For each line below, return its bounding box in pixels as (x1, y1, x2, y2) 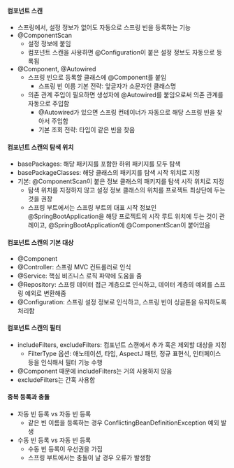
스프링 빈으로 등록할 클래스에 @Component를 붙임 (27, 73, 167, 82)
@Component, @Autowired (17, 65, 96, 73)
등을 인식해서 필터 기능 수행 (27, 357, 103, 367)
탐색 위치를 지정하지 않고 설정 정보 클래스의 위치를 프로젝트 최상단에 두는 (27, 186, 226, 194)
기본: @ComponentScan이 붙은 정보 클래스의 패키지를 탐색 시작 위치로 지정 (17, 177, 225, 185)
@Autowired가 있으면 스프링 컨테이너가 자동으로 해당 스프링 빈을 (38, 108, 215, 117)
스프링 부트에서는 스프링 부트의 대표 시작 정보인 (27, 204, 157, 212)
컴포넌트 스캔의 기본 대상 (7, 239, 74, 246)
